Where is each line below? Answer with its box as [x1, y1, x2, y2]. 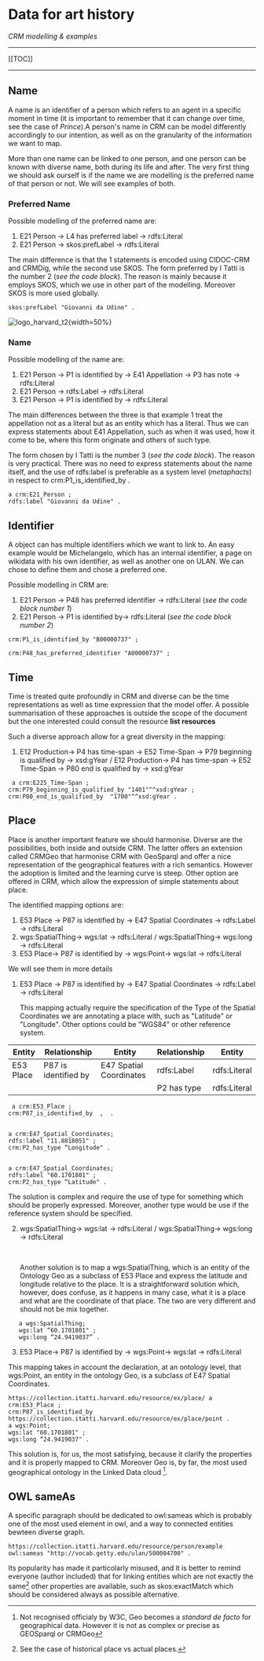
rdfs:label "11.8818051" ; [8, 1137, 97, 1145]
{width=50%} [68, 317, 112, 327]
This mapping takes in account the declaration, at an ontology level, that [8, 1362, 242, 1372]
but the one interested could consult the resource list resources [8, 717, 216, 726]
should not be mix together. [19, 1304, 109, 1314]
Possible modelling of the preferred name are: [8, 216, 157, 225]
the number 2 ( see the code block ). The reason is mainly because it [8, 272, 227, 281]
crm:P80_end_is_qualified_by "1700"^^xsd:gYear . [8, 792, 178, 801]
